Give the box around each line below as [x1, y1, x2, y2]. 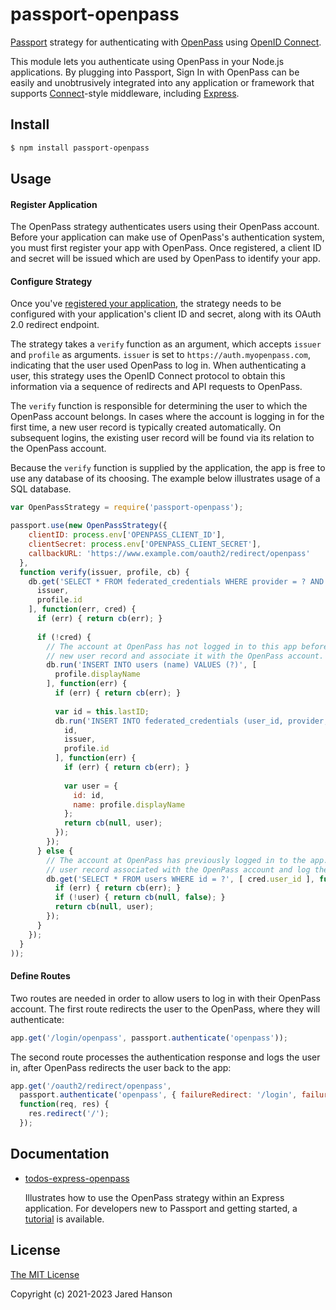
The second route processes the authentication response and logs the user [10, 1051, 321, 1063]
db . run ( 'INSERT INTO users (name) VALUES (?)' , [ [46, 660, 257, 670]
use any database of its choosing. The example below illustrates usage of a [10, 473, 321, 485]
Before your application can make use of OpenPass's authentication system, [10, 231, 325, 243]
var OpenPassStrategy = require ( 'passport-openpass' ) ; [10, 503, 244, 513]
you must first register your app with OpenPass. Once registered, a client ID [10, 242, 322, 254]
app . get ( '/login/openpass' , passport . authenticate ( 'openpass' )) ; [10, 1033, 288, 1043]
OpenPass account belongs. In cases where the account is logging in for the [10, 411, 325, 423]
